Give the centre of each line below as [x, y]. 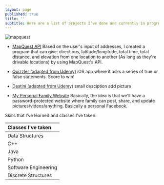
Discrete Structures [30, 175]
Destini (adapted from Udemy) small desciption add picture [72, 86]
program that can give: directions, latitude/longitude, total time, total [81, 52]
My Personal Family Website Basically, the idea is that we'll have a [79, 96]
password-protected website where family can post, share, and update [83, 101]
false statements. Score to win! [43, 77]
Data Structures [26, 136]
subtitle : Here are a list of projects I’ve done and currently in [75, 23]
